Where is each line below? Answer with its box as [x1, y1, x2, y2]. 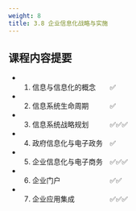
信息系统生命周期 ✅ [31, 101, 117, 111]
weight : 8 [8, 11, 42, 20]
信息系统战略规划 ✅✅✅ [31, 120, 129, 130]
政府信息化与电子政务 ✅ [31, 139, 117, 148]
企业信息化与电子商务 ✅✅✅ [31, 157, 129, 167]
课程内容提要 [8, 51, 72, 64]
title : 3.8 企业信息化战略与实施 [8, 19, 109, 27]
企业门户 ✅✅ [31, 176, 122, 185]
